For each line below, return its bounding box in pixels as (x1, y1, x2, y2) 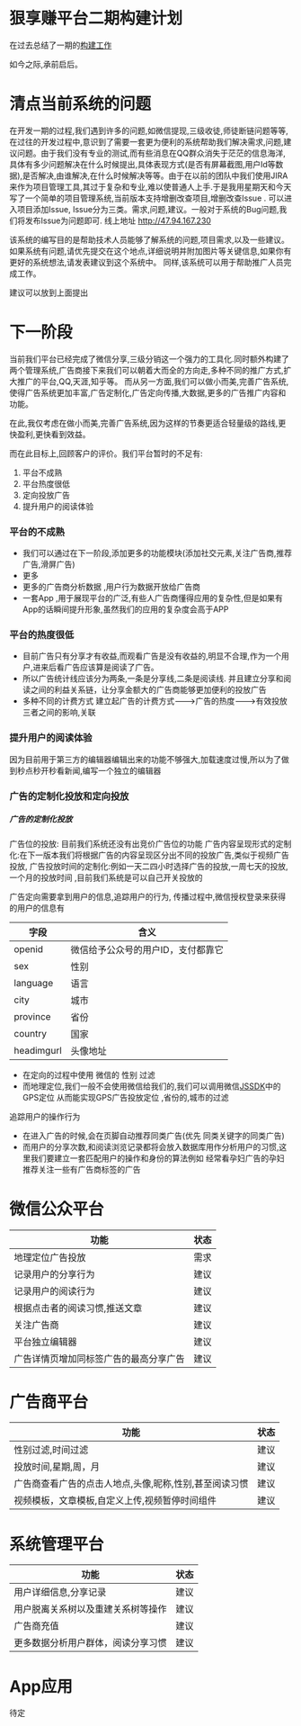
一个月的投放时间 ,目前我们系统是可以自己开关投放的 (9, 872, 203, 883)
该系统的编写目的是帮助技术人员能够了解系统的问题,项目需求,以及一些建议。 (9, 234, 290, 245)
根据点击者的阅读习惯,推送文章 (13, 1301, 143, 1314)
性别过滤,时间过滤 (13, 1443, 89, 1456)
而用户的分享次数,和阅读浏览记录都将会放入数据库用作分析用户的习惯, (22, 1141, 279, 1152)
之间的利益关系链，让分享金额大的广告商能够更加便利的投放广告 (30, 685, 267, 696)
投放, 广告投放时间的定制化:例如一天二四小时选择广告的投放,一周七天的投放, (9, 860, 289, 871)
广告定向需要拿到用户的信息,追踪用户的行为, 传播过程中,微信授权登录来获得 (9, 891, 287, 902)
